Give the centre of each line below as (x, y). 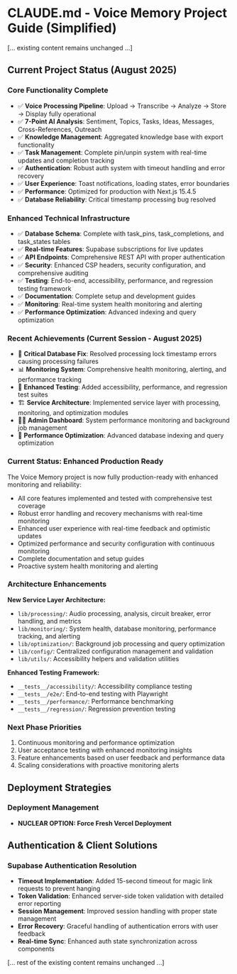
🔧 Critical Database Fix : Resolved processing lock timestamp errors (117, 354)
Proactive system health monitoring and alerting (88, 566)
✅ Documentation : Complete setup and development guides (106, 296)
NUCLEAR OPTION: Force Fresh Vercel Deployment (94, 823)
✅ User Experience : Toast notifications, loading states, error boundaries (123, 183)
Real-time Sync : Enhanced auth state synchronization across (107, 941)
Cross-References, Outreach (60, 129)
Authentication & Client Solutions (83, 846)
